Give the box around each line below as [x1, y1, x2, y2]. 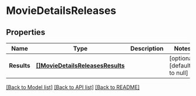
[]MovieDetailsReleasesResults [36, 62, 125, 69]
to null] [169, 69, 188, 77]
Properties [6, 27, 45, 37]
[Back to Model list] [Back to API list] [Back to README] [6, 84, 140, 91]
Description [130, 45, 164, 52]
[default [169, 62, 191, 69]
